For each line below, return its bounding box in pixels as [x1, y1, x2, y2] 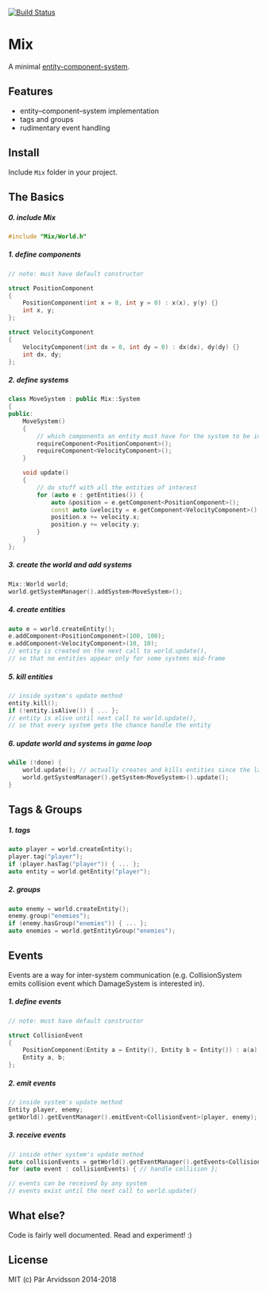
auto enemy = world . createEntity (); [8, 904, 130, 912]
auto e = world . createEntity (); [8, 625, 115, 633]
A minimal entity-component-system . [8, 61, 130, 71]
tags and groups [19, 114, 74, 124]
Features [8, 84, 53, 99]
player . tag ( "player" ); [8, 853, 83, 861]
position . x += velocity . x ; [50, 513, 141, 521]
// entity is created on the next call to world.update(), [8, 647, 208, 655]
